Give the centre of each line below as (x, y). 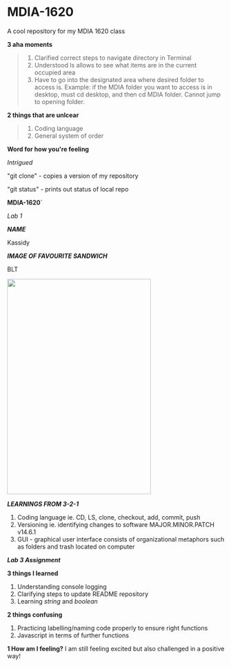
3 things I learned (33, 573)
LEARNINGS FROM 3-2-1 (43, 504)
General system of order (69, 136)
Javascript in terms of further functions (73, 635)
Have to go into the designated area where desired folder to (119, 79)
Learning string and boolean (57, 601)
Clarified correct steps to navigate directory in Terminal (113, 58)
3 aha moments (30, 44)
